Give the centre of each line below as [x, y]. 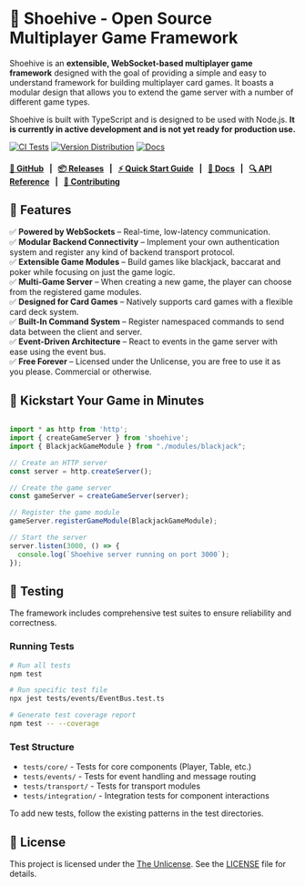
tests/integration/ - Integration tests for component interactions [146, 796]
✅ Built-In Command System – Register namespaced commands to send [147, 321]
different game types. [50, 102]
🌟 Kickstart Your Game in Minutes [107, 400]
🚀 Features [41, 210]
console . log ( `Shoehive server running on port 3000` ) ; [124, 555]
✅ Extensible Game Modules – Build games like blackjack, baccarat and [145, 262]
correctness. [33, 623]
